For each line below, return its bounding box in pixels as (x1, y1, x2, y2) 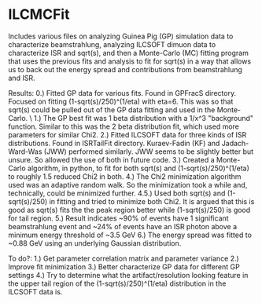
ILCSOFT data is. (8, 287, 63, 296)
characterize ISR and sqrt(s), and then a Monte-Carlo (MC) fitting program (8, 48, 249, 57)
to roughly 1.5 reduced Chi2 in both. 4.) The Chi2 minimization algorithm (8, 171, 242, 181)
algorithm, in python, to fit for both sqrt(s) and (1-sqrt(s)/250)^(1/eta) (27, 163, 250, 173)
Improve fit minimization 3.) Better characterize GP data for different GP (8, 261, 240, 272)
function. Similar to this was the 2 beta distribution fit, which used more (8, 122, 240, 131)
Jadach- (221, 138, 249, 148)
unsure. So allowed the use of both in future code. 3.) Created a (8, 155, 215, 164)
